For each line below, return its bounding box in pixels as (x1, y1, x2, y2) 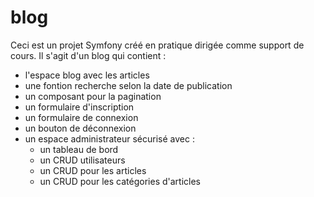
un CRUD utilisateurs (39, 154, 126, 166)
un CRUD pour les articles (39, 164, 147, 176)
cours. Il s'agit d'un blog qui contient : (10, 49, 167, 61)
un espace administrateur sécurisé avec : (24, 132, 195, 145)
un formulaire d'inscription (24, 101, 135, 113)
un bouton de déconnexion (24, 122, 137, 134)
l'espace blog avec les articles (24, 69, 150, 81)
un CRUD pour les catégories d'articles (39, 175, 202, 187)
